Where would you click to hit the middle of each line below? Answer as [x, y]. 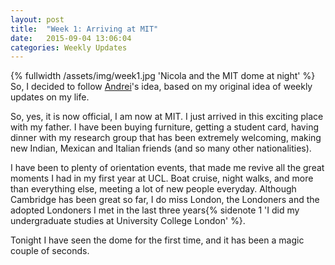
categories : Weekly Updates [69, 47]
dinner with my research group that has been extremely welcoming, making [166, 138]
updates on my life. [50, 97]
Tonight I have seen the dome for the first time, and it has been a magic [157, 240]
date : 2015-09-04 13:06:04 [71, 38]
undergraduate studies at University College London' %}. [128, 221]
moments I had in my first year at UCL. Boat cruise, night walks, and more [162, 178]
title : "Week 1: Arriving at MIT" [84, 29]
